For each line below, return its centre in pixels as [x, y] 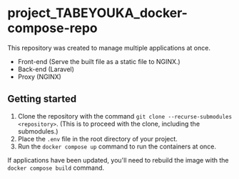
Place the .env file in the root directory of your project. [98, 139]
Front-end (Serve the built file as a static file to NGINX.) [99, 61]
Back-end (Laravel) [46, 69]
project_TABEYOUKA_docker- [97, 13]
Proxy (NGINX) [40, 77]
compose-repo [52, 28]
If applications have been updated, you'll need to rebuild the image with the [118, 160]
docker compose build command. [56, 168]
